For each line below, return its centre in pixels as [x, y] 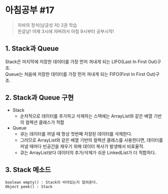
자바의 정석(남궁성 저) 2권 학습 [47, 25]
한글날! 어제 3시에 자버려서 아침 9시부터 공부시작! [66, 31]
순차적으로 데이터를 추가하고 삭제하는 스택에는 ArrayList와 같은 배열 [86, 116]
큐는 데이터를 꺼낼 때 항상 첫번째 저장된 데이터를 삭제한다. [76, 133]
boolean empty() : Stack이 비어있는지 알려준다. [52, 182]
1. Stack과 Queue [32, 49]
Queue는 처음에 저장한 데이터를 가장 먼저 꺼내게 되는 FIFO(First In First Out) [80, 74]
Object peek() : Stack [29, 187]
